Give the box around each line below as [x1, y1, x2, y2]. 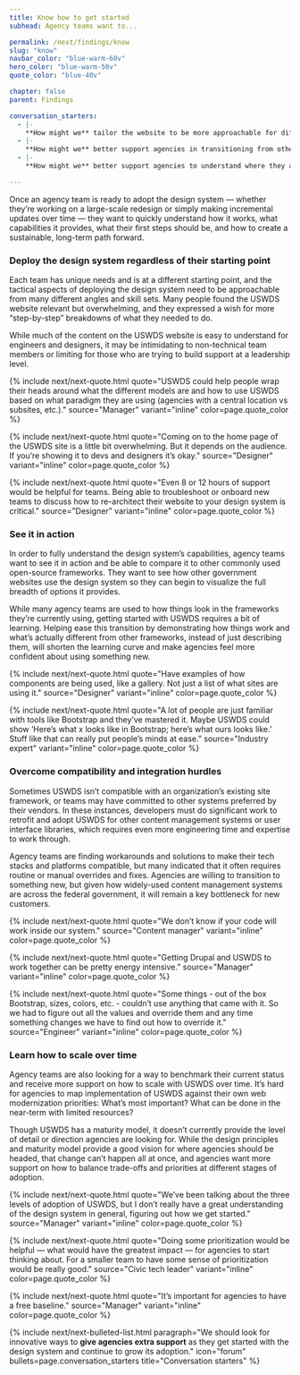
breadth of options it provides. [9, 586, 121, 597]
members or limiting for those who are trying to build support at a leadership [9, 349, 290, 360]
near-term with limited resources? [9, 1106, 134, 1117]
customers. [9, 898, 51, 909]
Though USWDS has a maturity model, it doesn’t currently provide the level [9, 1124, 286, 1135]
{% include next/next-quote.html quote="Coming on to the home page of [9, 431, 279, 442]
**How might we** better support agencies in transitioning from [25, 145, 274, 154]
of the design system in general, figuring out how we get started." [9, 1208, 252, 1218]
